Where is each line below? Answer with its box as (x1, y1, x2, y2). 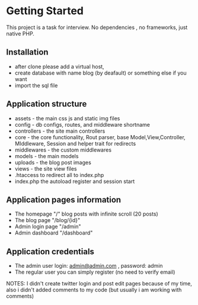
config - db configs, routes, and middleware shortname (14, 121, 150, 128)
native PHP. (6, 30, 34, 37)
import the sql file (14, 82, 58, 89)
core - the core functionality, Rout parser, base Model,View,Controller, (14, 133, 186, 140)
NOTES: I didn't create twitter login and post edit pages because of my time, (6, 280, 193, 287)
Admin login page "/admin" (14, 223, 81, 230)
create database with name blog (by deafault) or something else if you (14, 69, 187, 76)
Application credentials (6, 246, 95, 256)
